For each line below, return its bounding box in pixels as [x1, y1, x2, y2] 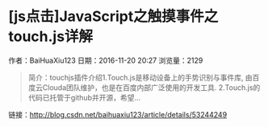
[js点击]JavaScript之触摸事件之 [8, 7, 219, 26]
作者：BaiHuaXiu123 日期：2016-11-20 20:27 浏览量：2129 [8, 55, 203, 65]
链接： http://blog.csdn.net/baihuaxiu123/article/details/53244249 [8, 109, 228, 119]
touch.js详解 [8, 27, 94, 46]
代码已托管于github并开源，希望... [27, 92, 141, 102]
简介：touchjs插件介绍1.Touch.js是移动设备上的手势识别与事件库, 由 [27, 72, 253, 82]
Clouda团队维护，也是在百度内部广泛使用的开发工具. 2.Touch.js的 [42, 82, 261, 92]
